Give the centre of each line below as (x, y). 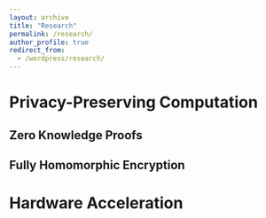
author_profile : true (49, 42)
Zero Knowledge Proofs (76, 135)
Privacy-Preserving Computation (134, 102)
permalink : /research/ (51, 34)
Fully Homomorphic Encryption (97, 165)
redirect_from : (37, 51)
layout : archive (39, 17)
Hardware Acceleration (96, 203)
